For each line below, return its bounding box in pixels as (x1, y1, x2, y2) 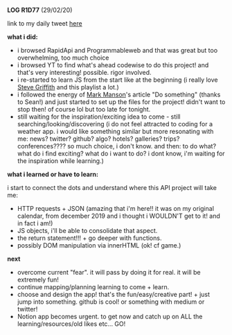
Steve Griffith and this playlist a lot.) (17, 83, 119, 91)
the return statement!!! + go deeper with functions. (17, 234, 162, 242)
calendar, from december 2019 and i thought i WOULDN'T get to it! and (17, 212, 220, 220)
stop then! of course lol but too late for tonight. (17, 105, 151, 113)
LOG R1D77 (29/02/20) (7, 6, 73, 14)
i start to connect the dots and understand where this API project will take (7, 184, 217, 191)
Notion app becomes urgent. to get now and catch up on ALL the (17, 312, 203, 320)
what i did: (7, 33, 38, 41)
